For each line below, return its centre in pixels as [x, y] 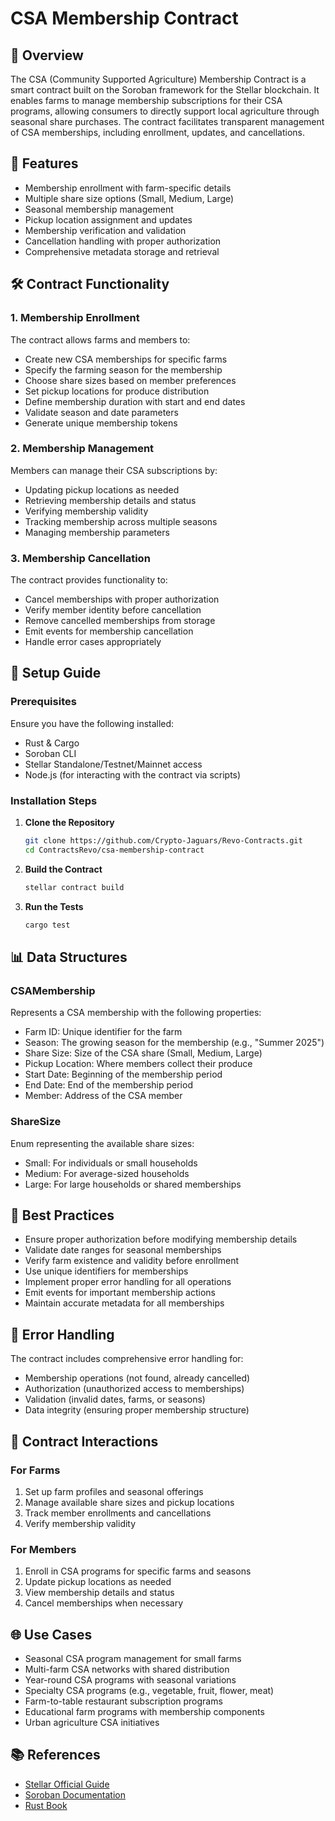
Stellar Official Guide [67, 1784]
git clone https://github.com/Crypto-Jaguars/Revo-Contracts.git [163, 841]
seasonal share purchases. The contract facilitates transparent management [167, 121]
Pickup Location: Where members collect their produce [138, 1064]
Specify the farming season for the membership [123, 369]
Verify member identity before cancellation [113, 610]
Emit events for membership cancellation [109, 631]
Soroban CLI [50, 753]
